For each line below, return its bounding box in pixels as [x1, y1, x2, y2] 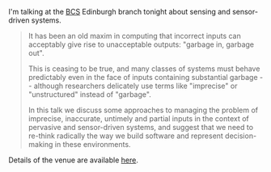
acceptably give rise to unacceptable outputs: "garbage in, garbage [28, 40, 255, 49]
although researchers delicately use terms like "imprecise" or [33, 81, 238, 90]
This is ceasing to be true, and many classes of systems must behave [28, 64, 260, 73]
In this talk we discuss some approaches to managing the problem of [28, 105, 259, 115]
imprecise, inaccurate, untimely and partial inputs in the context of [28, 114, 249, 124]
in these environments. [54, 140, 131, 149]
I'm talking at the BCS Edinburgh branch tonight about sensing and [8, 7, 231, 16]
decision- [225, 131, 257, 141]
